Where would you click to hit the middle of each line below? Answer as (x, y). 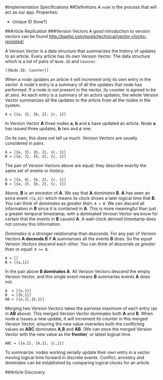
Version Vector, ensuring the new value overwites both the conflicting (75, 324)
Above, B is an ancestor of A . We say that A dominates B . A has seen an (77, 193)
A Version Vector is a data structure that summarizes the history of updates (81, 51)
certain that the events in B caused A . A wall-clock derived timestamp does (81, 219)
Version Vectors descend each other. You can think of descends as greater (80, 244)
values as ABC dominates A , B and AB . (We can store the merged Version (79, 329)
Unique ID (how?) (29, 22)
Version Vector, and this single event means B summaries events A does (78, 276)
